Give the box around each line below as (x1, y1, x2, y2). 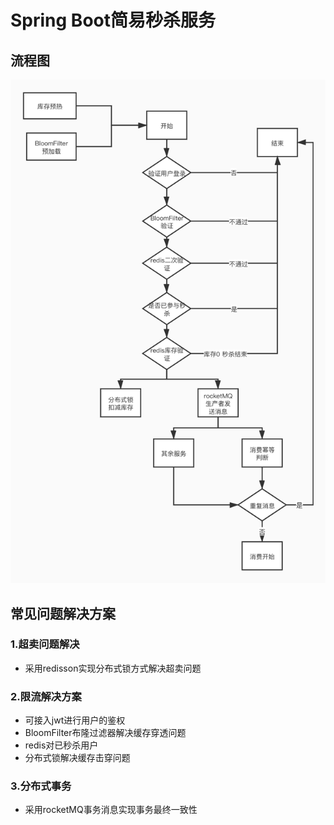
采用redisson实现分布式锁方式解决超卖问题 (24, 662, 202, 674)
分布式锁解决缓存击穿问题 (24, 752, 131, 764)
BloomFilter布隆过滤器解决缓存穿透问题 (24, 727, 187, 739)
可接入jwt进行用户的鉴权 (24, 714, 126, 726)
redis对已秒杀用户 (24, 739, 99, 751)
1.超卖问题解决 (10, 637, 80, 651)
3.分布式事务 (10, 779, 72, 793)
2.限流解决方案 (10, 689, 82, 703)
